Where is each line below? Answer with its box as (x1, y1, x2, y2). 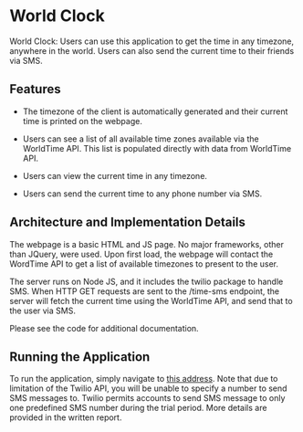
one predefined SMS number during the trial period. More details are (9, 403, 267, 414)
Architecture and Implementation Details (9, 215, 246, 230)
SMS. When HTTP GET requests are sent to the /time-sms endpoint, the (9, 285, 280, 297)
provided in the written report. (9, 412, 122, 423)
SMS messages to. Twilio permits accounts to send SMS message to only (9, 393, 286, 404)
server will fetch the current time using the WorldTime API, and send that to (9, 295, 294, 306)
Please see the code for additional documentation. (9, 322, 199, 333)
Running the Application (9, 349, 151, 364)
